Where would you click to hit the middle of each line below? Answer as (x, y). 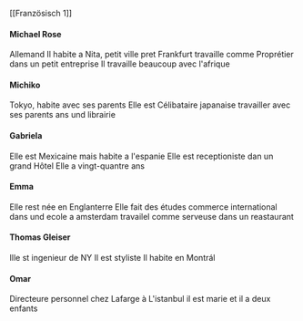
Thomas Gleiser (40, 237)
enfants (24, 308)
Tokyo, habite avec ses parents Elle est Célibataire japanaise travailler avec (150, 105)
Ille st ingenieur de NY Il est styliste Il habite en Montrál (112, 258)
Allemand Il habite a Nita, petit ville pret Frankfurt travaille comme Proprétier (151, 55)
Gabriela (26, 135)
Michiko (25, 85)
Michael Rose (35, 34)
